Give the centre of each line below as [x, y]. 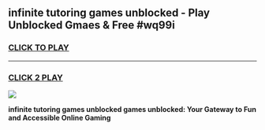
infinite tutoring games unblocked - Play [109, 13]
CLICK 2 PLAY [35, 77]
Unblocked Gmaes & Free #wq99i [91, 26]
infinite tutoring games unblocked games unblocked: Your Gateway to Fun [132, 109]
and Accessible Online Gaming [60, 117]
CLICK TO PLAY [39, 48]
